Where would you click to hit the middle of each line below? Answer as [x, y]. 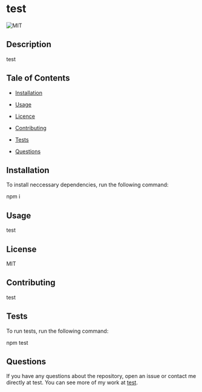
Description [29, 44]
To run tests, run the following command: [57, 331]
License [21, 249]
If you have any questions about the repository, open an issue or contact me [101, 376]
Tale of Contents [38, 78]
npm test [17, 342]
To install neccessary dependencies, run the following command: [87, 185]
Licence [25, 116]
